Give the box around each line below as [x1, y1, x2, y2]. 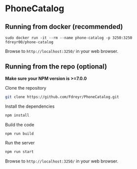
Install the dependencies [5, 103, 55, 109]
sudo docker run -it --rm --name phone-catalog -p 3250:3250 [5, 35, 133, 40]
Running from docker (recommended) [5, 23, 123, 31]
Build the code [5, 121, 34, 127]
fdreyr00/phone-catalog [5, 40, 54, 45]
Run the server [5, 140, 35, 146]
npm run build [5, 131, 34, 136]
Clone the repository [5, 85, 46, 91]
